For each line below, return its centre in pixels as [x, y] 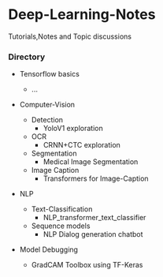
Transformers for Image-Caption [96, 178]
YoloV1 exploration [73, 129]
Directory [27, 57]
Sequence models [61, 226]
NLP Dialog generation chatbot [93, 234]
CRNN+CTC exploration [81, 145]
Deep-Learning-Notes [82, 15]
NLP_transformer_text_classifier [94, 218]
